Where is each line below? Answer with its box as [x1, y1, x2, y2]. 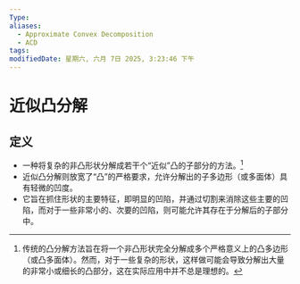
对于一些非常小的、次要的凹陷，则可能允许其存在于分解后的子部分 [46, 205, 288, 215]
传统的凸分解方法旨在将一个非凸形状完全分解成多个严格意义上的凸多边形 [21, 243, 288, 254]
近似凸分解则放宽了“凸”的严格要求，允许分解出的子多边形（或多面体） [21, 171, 280, 181]
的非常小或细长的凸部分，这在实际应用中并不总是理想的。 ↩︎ [21, 265, 243, 276]
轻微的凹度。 [29, 182, 78, 193]
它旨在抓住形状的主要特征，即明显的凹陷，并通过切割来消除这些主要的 [21, 193, 281, 204]
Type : [9, 13, 29, 22]
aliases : [9, 21, 42, 30]
